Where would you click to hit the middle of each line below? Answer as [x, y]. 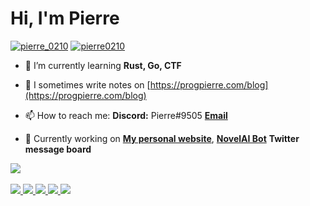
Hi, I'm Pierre [65, 18]
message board [58, 149]
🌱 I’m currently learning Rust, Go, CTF [103, 65]
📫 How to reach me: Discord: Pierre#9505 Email [126, 115]
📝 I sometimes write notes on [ [87, 84]
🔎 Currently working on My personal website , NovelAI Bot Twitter [162, 138]
